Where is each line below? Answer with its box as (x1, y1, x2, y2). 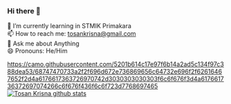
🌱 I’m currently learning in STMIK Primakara (7, 22, 131, 30)
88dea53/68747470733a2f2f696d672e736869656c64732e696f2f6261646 (7, 67, 223, 76)
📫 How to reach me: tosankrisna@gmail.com (7, 30, 136, 38)
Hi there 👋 (7, 6, 41, 16)
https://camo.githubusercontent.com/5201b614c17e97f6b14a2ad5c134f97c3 (7, 60, 225, 68)
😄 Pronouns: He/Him (7, 47, 68, 55)
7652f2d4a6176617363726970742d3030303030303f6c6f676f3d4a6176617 (7, 75, 224, 83)
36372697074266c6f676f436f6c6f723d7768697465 (7, 82, 158, 90)
